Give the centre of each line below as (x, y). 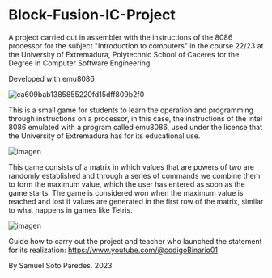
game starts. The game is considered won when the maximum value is (126, 192)
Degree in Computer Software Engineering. (80, 63)
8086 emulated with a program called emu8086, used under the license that (136, 127)
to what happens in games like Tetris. (70, 210)
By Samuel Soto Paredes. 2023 (60, 265)
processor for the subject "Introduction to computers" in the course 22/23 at (136, 45)
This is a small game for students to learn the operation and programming (131, 110)
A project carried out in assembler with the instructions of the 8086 (121, 37)
